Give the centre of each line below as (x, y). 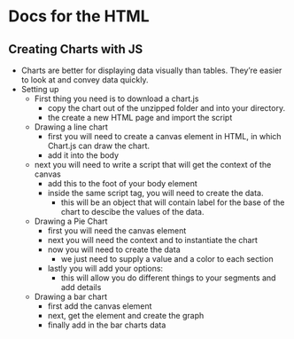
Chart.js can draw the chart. (99, 146)
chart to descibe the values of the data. (132, 212)
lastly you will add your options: (105, 268)
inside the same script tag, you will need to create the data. (155, 193)
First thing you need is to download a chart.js (116, 99)
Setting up (40, 89)
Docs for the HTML (79, 16)
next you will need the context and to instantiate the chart (152, 240)
